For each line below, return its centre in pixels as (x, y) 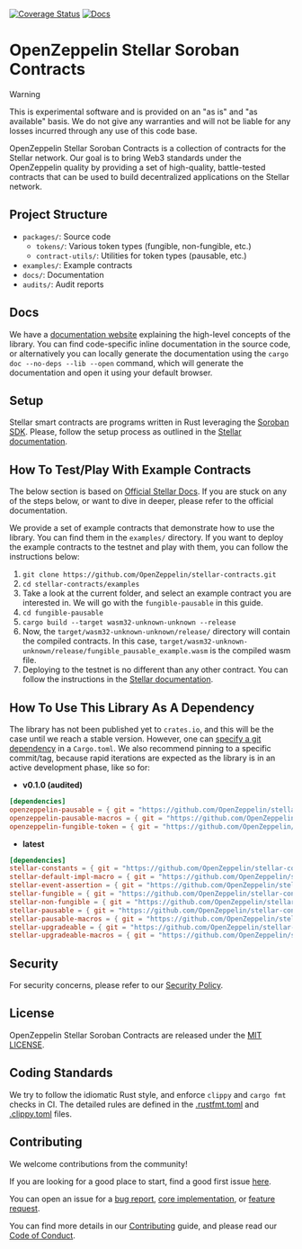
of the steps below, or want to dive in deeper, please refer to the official (142, 501)
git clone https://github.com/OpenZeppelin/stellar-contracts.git (149, 575)
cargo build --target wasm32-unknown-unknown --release (129, 623)
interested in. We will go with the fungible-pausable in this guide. (142, 603)
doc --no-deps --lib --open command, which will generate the (127, 363)
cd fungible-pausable (62, 613)
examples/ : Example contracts (77, 265)
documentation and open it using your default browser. (111, 373)
